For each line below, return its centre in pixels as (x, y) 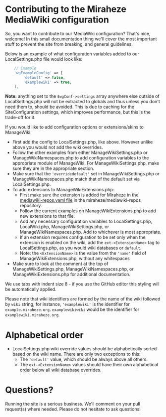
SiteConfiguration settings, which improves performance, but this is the (78, 112)
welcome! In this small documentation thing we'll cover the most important (81, 39)
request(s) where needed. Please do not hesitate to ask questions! (73, 409)
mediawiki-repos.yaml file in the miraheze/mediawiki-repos (80, 200)
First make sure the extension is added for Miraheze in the (79, 195)
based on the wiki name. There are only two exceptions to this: (76, 354)
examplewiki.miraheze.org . (32, 315)
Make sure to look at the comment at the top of (60, 264)
